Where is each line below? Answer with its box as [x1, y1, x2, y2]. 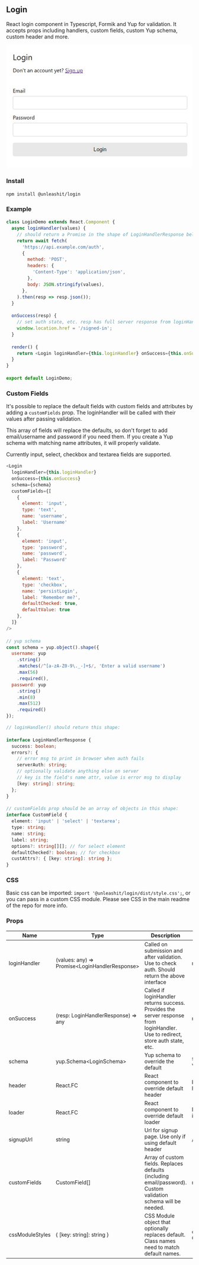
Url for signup [144, 1126, 178, 1133]
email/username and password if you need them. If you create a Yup [6, 433, 174, 440]
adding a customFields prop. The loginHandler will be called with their [6, 409, 176, 417]
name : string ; [11, 831, 46, 837]
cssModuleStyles [8, 1231, 51, 1238]
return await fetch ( [17, 238, 68, 244]
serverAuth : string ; [17, 762, 68, 768]
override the [144, 1058, 175, 1065]
